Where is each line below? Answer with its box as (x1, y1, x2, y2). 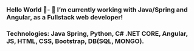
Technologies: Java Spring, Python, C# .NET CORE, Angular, (6, 29, 189, 38)
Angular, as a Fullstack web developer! (6, 13, 123, 21)
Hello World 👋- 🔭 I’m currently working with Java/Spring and (6, 5, 188, 14)
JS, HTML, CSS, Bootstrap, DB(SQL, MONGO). (6, 36, 145, 45)
